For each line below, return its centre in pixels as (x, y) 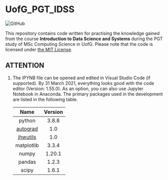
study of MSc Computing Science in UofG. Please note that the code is (79, 44)
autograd (27, 129)
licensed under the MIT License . (39, 49)
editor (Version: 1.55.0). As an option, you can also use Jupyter (78, 88)
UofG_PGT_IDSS (40, 9)
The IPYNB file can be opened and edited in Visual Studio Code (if (81, 78)
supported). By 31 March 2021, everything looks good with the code (83, 83)
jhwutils (27, 137)
